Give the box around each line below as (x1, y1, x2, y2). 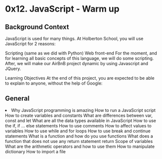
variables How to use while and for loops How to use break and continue (5, 128, 151, 134)
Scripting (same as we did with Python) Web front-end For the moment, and (5, 50, 157, 56)
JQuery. (5, 66, 21, 71)
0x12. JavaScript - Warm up (5, 3, 120, 15)
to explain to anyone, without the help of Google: (5, 80, 103, 86)
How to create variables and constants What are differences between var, (5, 112, 153, 118)
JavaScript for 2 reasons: (5, 41, 56, 47)
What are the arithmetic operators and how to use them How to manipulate (5, 143, 155, 149)
